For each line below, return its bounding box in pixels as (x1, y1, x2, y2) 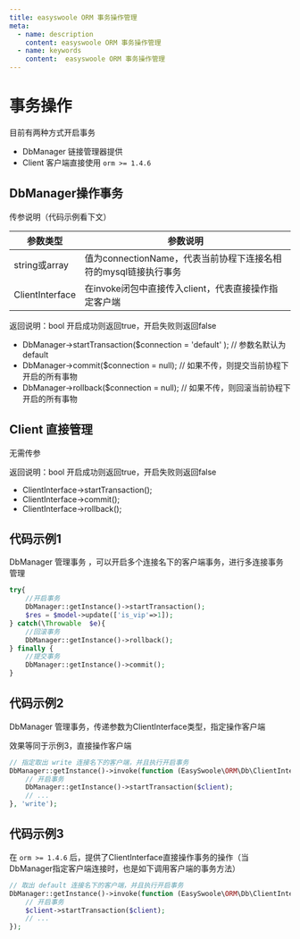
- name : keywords (17, 46, 82, 55)
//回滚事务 (25, 627, 61, 636)
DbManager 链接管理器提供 (21, 146, 123, 156)
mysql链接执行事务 (102, 265, 181, 278)
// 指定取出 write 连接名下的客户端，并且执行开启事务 (9, 758, 189, 767)
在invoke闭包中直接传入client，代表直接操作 (84, 282, 270, 295)
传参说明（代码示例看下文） (9, 211, 112, 222)
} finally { (9, 644, 54, 653)
